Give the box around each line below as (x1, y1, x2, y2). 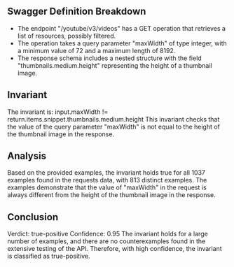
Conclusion (7, 211, 59, 223)
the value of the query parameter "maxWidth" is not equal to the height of (7, 122, 221, 131)
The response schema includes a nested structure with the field (17, 54, 202, 62)
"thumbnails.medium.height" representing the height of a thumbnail (17, 61, 212, 69)
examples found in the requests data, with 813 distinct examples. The (7, 176, 207, 185)
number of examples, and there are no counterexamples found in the (7, 237, 206, 245)
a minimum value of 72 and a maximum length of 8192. (17, 46, 176, 55)
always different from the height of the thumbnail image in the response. (7, 191, 216, 199)
